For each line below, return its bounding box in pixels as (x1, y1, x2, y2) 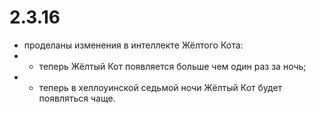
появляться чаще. (38, 92, 116, 104)
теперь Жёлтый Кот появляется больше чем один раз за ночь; (38, 60, 307, 72)
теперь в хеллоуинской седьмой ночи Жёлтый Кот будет (38, 81, 283, 93)
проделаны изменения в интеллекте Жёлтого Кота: (23, 39, 244, 51)
